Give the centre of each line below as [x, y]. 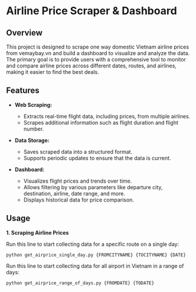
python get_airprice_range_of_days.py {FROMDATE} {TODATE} [80, 283]
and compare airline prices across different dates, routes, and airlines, [92, 66]
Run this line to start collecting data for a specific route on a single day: [92, 244]
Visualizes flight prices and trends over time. [78, 181]
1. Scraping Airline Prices [37, 232]
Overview [24, 33]
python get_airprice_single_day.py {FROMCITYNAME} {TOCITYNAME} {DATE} [96, 255]
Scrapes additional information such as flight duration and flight [101, 122]
